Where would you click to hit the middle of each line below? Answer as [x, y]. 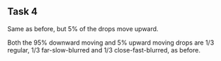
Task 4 [22, 12]
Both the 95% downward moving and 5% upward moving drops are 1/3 [111, 43]
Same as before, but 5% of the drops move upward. [83, 28]
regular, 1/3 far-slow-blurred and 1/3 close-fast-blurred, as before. [104, 50]
